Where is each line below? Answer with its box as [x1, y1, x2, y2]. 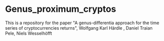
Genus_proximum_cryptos [5, 3, 116, 15]
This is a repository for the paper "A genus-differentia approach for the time [5, 20, 160, 26]
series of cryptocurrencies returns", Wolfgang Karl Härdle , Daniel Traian [5, 25, 153, 31]
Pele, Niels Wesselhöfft [5, 30, 52, 36]
